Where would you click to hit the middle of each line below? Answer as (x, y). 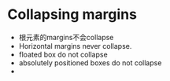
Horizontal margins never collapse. (75, 46)
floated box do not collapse (63, 54)
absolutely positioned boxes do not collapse (90, 63)
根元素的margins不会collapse (66, 37)
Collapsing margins (72, 15)
